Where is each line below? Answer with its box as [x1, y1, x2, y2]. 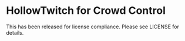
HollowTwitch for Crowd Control [6, 4, 166, 17]
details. [6, 29, 24, 36]
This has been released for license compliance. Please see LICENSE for [6, 23, 180, 30]
